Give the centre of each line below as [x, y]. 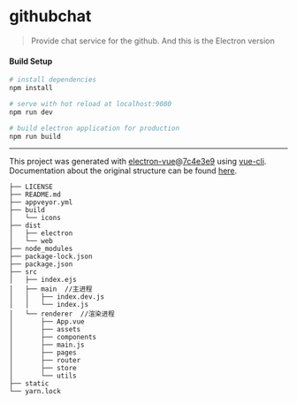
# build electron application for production [94, 128]
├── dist [25, 226]
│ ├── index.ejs [43, 280]
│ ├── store [43, 369]
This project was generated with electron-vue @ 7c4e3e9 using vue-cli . [138, 162]
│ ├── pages [43, 353]
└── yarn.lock [35, 392]
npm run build [35, 136]
